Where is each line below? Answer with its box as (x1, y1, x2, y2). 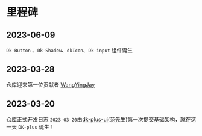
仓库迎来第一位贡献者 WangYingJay (6, 81, 95, 88)
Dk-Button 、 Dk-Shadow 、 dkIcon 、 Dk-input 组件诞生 (6, 46, 133, 54)
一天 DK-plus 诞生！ (6, 123, 55, 130)
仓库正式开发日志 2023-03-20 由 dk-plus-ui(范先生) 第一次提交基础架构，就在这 (6, 116, 197, 123)
